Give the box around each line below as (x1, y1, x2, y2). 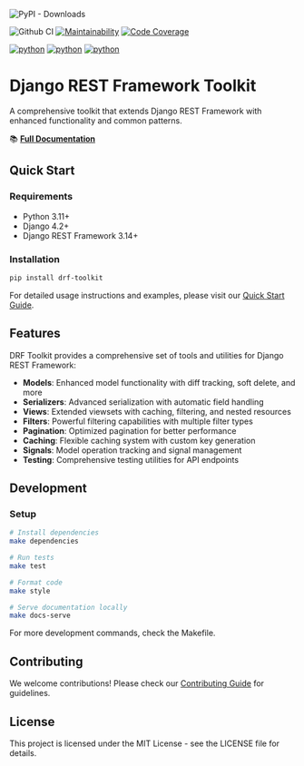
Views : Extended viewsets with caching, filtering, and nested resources (22, 406, 292, 417)
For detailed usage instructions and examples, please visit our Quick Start (9, 290, 285, 300)
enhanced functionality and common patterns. (9, 114, 183, 126)
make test (9, 561, 47, 571)
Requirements (9, 191, 74, 203)
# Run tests (9, 554, 54, 563)
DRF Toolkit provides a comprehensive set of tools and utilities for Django (9, 349, 284, 360)
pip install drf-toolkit (9, 273, 103, 282)
